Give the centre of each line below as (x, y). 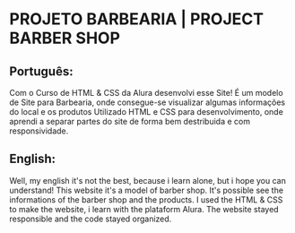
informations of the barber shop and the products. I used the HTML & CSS (146, 199)
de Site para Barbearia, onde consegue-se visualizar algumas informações (147, 102)
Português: (41, 71)
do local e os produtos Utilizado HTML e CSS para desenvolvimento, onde (147, 112)
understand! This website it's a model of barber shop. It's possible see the (147, 190)
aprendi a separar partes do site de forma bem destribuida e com (130, 121)
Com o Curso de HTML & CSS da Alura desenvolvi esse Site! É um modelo (147, 93)
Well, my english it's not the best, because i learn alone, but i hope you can (148, 180)
